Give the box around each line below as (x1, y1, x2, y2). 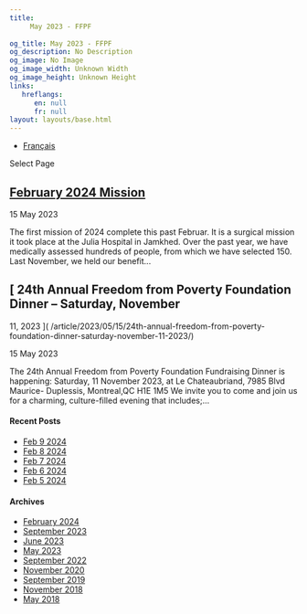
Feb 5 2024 (22, 474, 67, 485)
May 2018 (22, 594, 60, 605)
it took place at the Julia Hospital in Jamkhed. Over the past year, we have (9, 236, 289, 247)
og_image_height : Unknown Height (9, 73, 137, 82)
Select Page (9, 158, 55, 169)
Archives (9, 495, 45, 507)
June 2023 (22, 535, 64, 546)
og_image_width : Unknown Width (9, 65, 129, 74)
